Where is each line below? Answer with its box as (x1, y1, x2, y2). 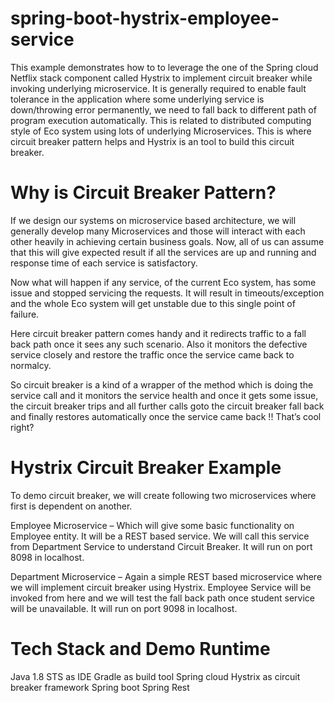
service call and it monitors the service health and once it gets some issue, (10, 389, 319, 401)
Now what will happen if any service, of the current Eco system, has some (10, 276, 317, 288)
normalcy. (10, 359, 52, 371)
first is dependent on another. (10, 500, 133, 512)
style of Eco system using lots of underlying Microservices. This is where (10, 125, 312, 137)
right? (10, 421, 35, 433)
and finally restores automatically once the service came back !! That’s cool (10, 410, 322, 422)
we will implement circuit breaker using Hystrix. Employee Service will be (10, 581, 312, 593)
